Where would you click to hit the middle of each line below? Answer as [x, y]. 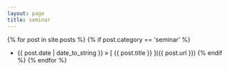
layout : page [26, 13]
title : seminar [29, 20]
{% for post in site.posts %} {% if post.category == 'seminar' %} [99, 39]
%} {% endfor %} [42, 60]
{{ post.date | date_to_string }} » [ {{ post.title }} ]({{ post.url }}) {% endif [120, 53]
